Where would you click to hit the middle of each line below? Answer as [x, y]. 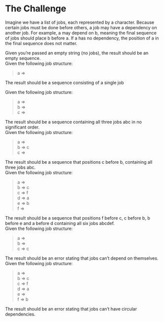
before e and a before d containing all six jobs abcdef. [60, 223]
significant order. [22, 127]
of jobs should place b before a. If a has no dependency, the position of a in [82, 38]
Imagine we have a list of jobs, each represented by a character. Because [80, 22]
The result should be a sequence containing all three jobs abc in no [74, 122]
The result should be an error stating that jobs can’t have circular [71, 309]
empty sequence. [23, 58]
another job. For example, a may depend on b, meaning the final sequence [81, 33]
